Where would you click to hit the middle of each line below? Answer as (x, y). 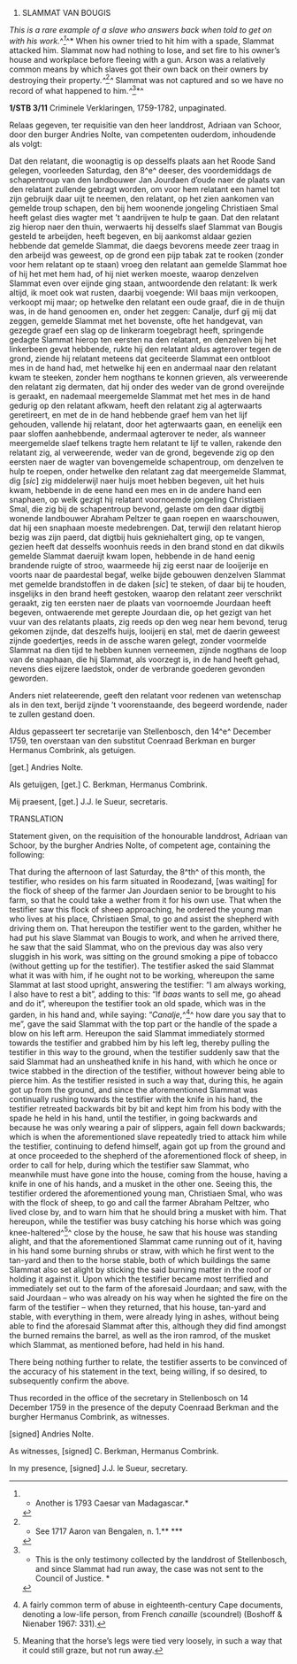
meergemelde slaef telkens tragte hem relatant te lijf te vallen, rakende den (145, 443)
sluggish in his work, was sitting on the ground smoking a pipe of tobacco (144, 956)
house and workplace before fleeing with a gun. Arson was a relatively (137, 59)
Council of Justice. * (72, 1578)
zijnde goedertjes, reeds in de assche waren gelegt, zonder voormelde (138, 640)
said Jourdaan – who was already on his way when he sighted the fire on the (148, 1298)
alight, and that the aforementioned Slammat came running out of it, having (146, 1242)
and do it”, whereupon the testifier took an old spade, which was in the (138, 1003)
